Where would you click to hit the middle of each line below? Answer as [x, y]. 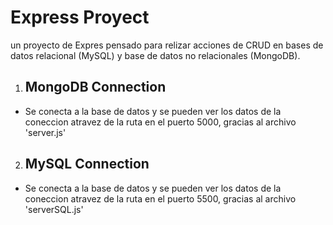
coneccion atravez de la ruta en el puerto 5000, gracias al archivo [160, 122]
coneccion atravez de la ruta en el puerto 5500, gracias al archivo [160, 198]
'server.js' [45, 132]
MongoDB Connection [95, 87]
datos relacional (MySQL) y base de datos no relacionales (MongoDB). [155, 55]
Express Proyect [80, 17]
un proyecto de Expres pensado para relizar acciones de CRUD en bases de [167, 45]
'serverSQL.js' [54, 209]
